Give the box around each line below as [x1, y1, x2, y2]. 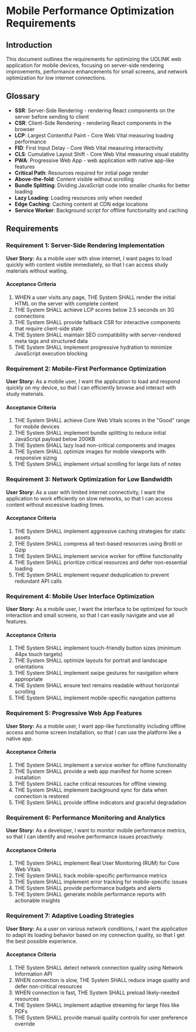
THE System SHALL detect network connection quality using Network [14, 964, 183, 971]
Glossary [6, 91, 40, 101]
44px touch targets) [14, 651, 63, 658]
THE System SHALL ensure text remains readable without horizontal [14, 682, 179, 689]
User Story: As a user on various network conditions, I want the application [6, 925, 188, 932]
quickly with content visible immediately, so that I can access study [6, 261, 169, 268]
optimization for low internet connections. [6, 75, 106, 81]
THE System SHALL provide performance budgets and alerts [14, 885, 161, 892]
